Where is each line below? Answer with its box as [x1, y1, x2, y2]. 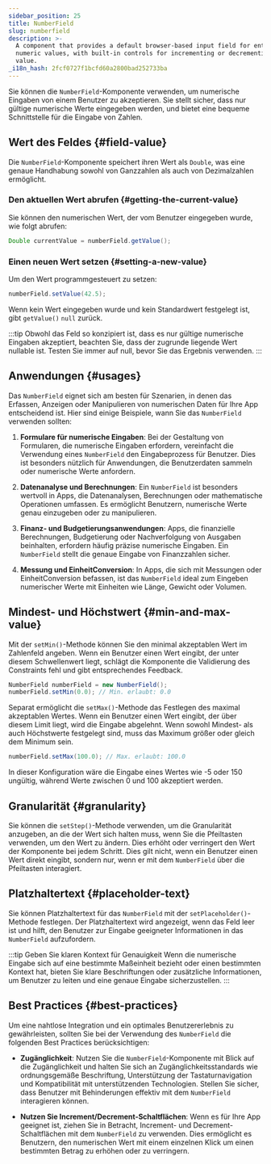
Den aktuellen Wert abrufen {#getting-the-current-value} [8, 195, 240, 206]
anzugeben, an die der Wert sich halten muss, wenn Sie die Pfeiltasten [8, 829, 244, 839]
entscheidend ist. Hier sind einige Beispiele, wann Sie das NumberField [8, 408, 242, 417]
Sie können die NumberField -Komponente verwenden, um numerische [8, 86, 240, 96]
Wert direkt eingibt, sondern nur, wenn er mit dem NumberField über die [8, 855, 245, 865]
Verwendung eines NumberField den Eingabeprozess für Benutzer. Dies [19, 449, 256, 458]
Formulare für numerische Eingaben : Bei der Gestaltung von [19, 432, 224, 442]
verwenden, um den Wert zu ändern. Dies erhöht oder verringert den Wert [8, 837, 256, 848]
